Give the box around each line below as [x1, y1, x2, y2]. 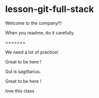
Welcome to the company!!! [5, 20, 62, 26]
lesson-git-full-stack [5, 3, 94, 15]
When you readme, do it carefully [5, 29, 74, 35]
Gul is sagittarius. [5, 68, 41, 74]
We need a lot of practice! [5, 49, 58, 55]
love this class [5, 87, 34, 93]
